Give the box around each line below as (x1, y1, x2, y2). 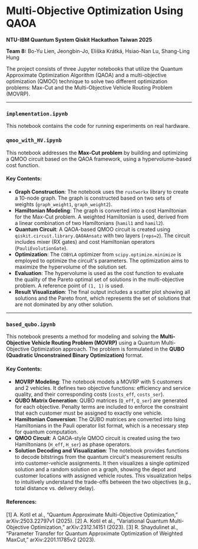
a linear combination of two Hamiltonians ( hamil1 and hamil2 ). (14, 219, 165, 226)
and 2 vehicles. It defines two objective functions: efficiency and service (14, 385, 191, 392)
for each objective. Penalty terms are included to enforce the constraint (14, 404, 189, 411)
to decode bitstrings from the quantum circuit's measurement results (14, 454, 182, 461)
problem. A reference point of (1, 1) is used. (14, 282, 125, 289)
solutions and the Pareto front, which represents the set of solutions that (14, 295, 191, 302)
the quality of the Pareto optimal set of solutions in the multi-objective (14, 276, 184, 283)
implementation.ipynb (6, 110, 68, 117)
